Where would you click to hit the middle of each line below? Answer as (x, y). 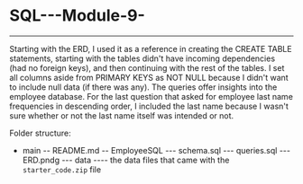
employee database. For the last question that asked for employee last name (151, 96)
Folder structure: (41, 133)
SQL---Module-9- (78, 16)
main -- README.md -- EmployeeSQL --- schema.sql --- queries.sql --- (156, 150)
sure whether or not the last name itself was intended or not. (122, 115)
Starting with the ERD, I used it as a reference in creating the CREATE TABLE (151, 48)
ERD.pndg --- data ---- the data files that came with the (126, 160)
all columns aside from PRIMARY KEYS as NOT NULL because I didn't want (149, 77)
